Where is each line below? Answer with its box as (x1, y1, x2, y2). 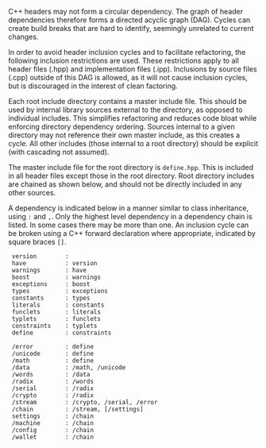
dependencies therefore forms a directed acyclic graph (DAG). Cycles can (8, 15, 251, 25)
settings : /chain (11, 412, 94, 420)
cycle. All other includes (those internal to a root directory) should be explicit (8, 139, 259, 148)
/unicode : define (11, 350, 94, 357)
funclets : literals (11, 308, 102, 316)
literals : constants (11, 301, 105, 309)
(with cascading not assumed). (8, 147, 110, 156)
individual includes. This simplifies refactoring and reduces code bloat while (8, 114, 257, 122)
